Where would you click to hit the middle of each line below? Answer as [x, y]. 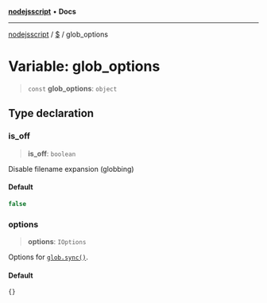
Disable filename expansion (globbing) [71, 169]
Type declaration [51, 113]
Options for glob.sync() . [48, 257]
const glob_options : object [72, 88]
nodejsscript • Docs [43, 12]
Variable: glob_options [84, 66]
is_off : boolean [52, 153]
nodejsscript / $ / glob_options [58, 34]
